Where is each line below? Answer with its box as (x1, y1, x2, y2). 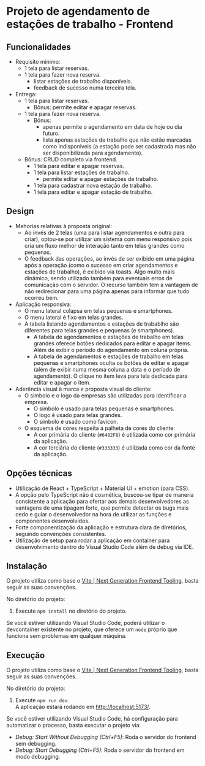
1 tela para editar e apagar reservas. (33, 163, 124, 169)
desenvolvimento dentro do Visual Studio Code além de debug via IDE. (15, 543, 194, 550)
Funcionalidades (6, 42, 72, 52)
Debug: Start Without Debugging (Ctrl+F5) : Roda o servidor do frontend (15, 733, 197, 741)
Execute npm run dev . (15, 697, 69, 704)
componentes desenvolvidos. (15, 517, 90, 524)
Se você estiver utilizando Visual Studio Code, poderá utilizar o (6, 619, 165, 627)
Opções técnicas (6, 468, 72, 479)
